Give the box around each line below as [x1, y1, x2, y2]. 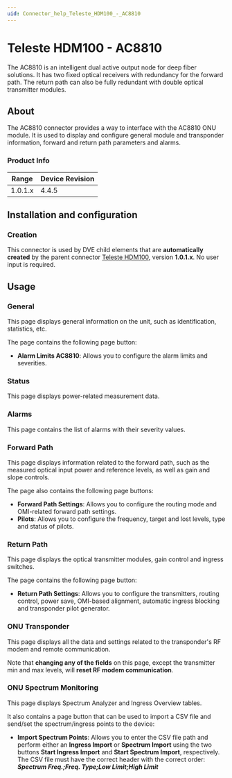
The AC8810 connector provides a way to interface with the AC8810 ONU [7, 124, 217, 132]
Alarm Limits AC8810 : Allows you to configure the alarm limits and [17, 351, 208, 360]
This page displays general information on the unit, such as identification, [7, 317, 217, 326]
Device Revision [40, 174, 95, 183]
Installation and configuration [7, 209, 138, 221]
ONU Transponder [7, 622, 70, 631]
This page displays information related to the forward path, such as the [7, 458, 210, 466]
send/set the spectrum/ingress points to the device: [7, 720, 155, 728]
